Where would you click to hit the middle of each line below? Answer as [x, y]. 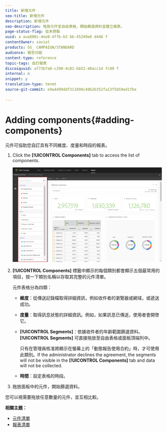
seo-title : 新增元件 [25, 16]
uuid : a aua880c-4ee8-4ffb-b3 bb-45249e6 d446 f [56, 37]
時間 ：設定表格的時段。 [44, 376]
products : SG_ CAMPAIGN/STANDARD [40, 47]
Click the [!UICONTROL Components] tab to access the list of [76, 155]
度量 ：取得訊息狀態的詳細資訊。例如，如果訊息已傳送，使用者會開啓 [89, 315]
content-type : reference [31, 58]
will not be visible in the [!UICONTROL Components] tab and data [87, 360]
